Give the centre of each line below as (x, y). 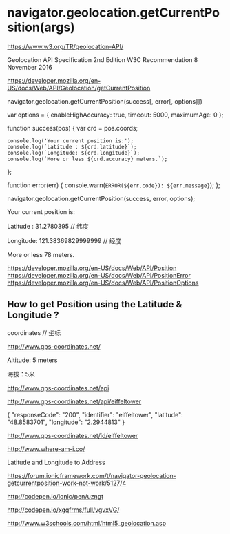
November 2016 (30, 67)
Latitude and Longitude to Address (56, 462)
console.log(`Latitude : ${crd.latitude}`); (72, 146)
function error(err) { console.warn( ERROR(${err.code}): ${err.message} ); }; (114, 185)
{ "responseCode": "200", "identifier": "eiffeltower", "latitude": (95, 414)
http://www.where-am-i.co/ (46, 449)
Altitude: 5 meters (32, 360)
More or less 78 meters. (41, 254)
